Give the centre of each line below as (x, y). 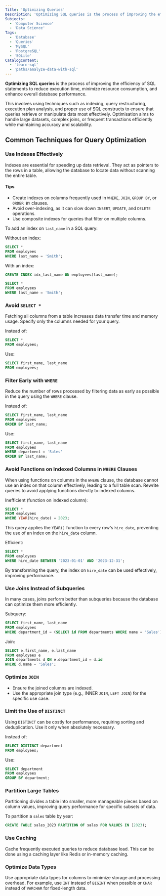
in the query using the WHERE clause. (41, 396)
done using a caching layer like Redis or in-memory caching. (67, 854)
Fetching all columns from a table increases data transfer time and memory (82, 316)
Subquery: (16, 614)
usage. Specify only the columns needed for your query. (62, 321)
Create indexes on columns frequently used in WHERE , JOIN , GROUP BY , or (84, 198)
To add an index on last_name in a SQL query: (51, 228)
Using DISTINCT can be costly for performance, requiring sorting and (75, 722)
